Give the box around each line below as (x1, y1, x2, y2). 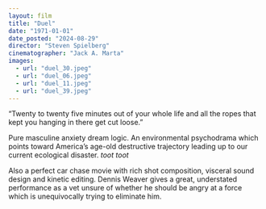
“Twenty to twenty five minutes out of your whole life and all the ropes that (8, 109, 256, 119)
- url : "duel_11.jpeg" (15, 79, 92, 87)
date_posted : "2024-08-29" (8, 34, 99, 43)
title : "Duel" (8, 19, 56, 27)
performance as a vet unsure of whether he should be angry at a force (8, 183, 243, 193)
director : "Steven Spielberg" (8, 42, 110, 50)
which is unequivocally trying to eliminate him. (8, 191, 162, 202)
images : (8, 57, 35, 65)
